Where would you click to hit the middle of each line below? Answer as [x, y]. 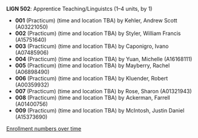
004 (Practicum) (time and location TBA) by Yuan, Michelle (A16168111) [104, 59]
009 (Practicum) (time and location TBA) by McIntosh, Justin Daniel [100, 110]
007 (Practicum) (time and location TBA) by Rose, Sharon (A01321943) [103, 91]
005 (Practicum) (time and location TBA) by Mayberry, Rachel [92, 65]
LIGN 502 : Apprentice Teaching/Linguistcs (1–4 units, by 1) [79, 9]
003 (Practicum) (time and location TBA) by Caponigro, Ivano [92, 46]
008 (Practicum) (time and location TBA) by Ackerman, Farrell [93, 97]
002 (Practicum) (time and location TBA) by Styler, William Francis [98, 33]
